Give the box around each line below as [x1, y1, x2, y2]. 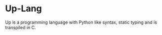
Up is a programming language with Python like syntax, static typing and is [5, 19, 157, 25]
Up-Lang [5, 3, 42, 14]
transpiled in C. [5, 24, 36, 30]
